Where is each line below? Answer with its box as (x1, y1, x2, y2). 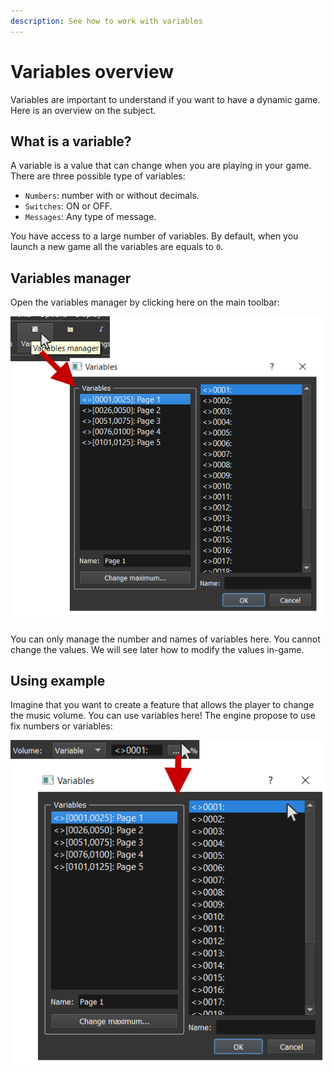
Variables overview (10, 60, 175, 83)
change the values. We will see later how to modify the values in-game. (10, 643, 305, 655)
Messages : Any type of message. (24, 211, 157, 223)
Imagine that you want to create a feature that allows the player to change (10, 699, 315, 711)
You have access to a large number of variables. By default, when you (10, 230, 299, 242)
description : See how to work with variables (10, 16, 203, 26)
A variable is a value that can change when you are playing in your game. (10, 160, 312, 172)
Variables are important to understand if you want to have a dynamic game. (10, 93, 321, 105)
